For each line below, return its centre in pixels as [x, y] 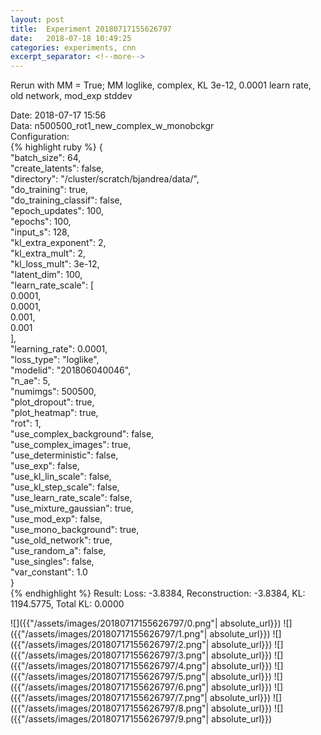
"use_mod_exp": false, [56, 519]
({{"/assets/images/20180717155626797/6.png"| [110, 687]
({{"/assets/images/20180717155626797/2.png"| [110, 645]
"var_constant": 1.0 [49, 572]
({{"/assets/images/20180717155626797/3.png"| [110, 655]
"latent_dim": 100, [46, 275]
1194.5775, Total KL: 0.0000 [67, 604]
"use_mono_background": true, [75, 530]
